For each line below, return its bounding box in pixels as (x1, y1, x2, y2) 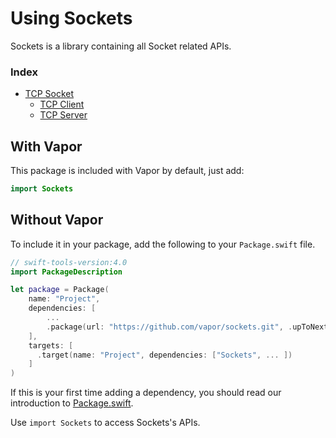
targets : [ (28, 340, 74, 351)
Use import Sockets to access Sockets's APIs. (10, 417, 201, 429)
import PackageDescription (10, 267, 123, 277)
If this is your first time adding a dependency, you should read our (10, 387, 282, 399)
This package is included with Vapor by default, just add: (10, 165, 245, 177)
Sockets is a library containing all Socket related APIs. (10, 40, 232, 52)
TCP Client (39, 98, 85, 111)
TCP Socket (24, 88, 75, 100)
